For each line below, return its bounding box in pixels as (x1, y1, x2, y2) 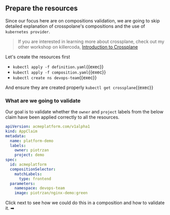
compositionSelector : (10, 166, 56, 172)
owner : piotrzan (14, 148, 50, 153)
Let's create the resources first (5, 54, 70, 60)
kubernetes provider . (5, 28, 51, 35)
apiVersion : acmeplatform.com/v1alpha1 (5, 124, 90, 129)
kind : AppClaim (5, 129, 38, 134)
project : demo (14, 153, 44, 158)
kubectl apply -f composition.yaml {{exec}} (12, 69, 106, 75)
